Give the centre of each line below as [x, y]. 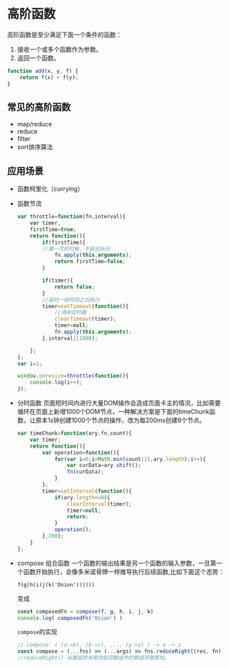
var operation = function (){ [81, 452]
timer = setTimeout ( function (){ [86, 306]
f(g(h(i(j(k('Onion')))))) [56, 584]
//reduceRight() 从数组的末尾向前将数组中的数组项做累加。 [93, 658]
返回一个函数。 [38, 58]
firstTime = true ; [53, 229]
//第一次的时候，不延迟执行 [76, 249]
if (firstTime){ [64, 242]
